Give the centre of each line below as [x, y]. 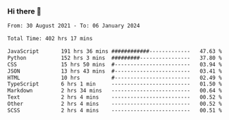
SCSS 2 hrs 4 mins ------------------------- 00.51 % [114, 110]
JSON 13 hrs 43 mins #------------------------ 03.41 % [114, 71]
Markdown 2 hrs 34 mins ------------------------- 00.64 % [114, 91]
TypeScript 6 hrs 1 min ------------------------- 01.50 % [114, 84]
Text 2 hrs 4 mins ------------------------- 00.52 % [114, 97]
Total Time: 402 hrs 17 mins [50, 39]
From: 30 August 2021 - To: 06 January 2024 [74, 26]
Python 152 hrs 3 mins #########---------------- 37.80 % [114, 58]
